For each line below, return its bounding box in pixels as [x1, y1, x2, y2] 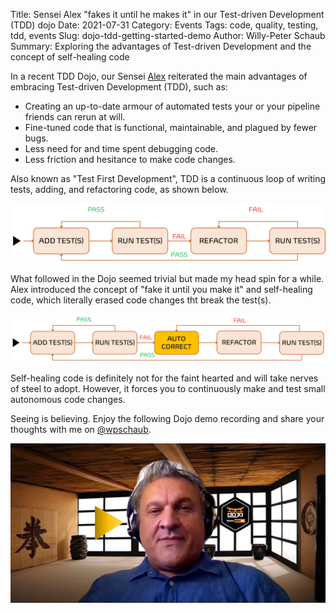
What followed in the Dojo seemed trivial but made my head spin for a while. [10, 273, 325, 285]
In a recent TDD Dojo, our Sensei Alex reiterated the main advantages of [10, 70, 308, 82]
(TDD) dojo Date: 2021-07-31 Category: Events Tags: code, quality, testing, [10, 19, 319, 31]
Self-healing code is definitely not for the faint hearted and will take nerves [10, 372, 319, 384]
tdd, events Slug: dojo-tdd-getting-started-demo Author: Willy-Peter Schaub [10, 30, 326, 41]
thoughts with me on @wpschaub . [10, 424, 152, 436]
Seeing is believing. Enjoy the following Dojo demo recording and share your [10, 413, 325, 425]
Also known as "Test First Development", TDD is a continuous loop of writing [10, 173, 326, 184]
